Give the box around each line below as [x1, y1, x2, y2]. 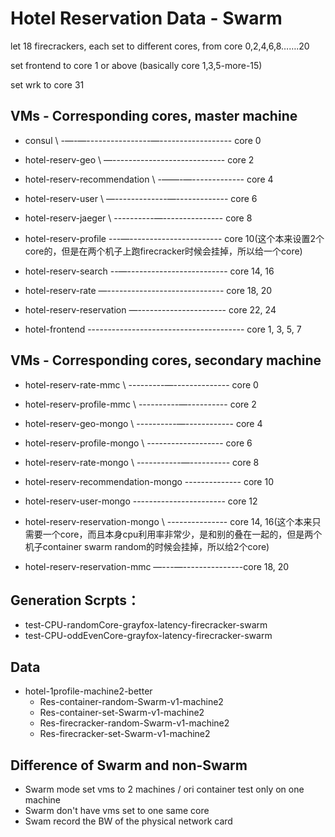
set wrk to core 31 [10, 78, 85, 91]
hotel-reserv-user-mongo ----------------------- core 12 [24, 495, 258, 507]
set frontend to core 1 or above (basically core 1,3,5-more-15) [10, 59, 263, 71]
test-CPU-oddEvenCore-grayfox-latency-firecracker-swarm [24, 630, 273, 642]
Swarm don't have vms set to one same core [24, 805, 210, 816]
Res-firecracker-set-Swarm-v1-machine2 [39, 728, 211, 740]
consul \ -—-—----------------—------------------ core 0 [24, 134, 262, 146]
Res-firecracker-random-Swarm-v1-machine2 [39, 717, 230, 729]
